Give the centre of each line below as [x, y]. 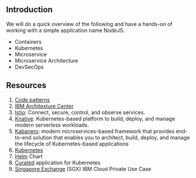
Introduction [30, 10]
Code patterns [32, 99]
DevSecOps [29, 67]
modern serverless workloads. [52, 125]
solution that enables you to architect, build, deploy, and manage [111, 137]
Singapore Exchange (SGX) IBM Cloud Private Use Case [83, 169]
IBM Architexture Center [44, 106]
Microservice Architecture [46, 60]
